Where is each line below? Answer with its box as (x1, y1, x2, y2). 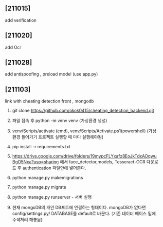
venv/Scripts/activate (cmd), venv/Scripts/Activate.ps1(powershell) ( (12, 128, 149, 134)
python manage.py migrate (12, 184, 67, 190)
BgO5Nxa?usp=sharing (12, 159, 59, 165)
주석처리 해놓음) (12, 217, 43, 223)
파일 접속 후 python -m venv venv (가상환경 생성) (12, 118, 108, 123)
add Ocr (5, 44, 21, 50)
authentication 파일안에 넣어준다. (22, 165, 87, 171)
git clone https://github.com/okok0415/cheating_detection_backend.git (12, 107, 154, 114)
